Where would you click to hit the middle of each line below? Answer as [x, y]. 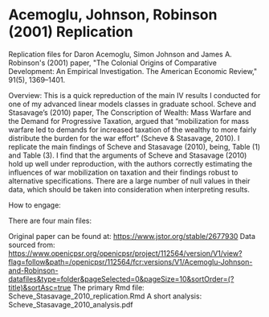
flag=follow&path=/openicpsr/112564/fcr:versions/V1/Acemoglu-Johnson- [130, 261]
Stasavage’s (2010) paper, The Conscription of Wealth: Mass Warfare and [130, 112]
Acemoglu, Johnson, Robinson [113, 15]
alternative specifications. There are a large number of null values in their [129, 181]
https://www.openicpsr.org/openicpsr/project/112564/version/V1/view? [125, 253]
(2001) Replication [71, 32]
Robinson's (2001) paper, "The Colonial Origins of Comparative [112, 63]
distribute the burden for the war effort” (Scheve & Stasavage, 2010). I [124, 138]
